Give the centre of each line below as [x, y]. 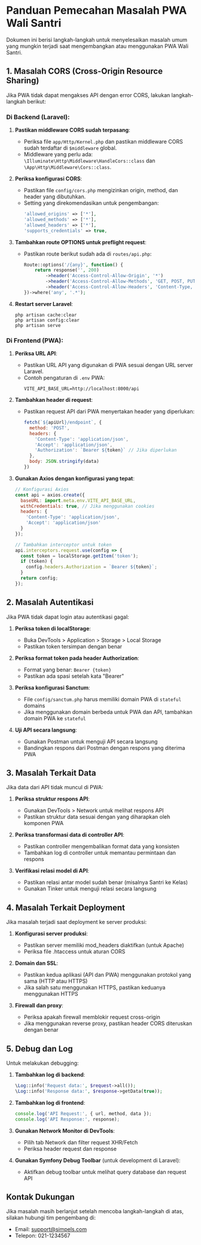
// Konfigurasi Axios [42, 489]
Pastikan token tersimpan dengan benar [73, 646]
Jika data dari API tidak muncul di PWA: [55, 787]
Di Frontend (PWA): [35, 340]
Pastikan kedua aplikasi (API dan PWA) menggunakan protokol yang [107, 975]
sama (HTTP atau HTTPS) [56, 981]
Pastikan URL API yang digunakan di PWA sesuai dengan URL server [108, 365]
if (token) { [37, 561]
